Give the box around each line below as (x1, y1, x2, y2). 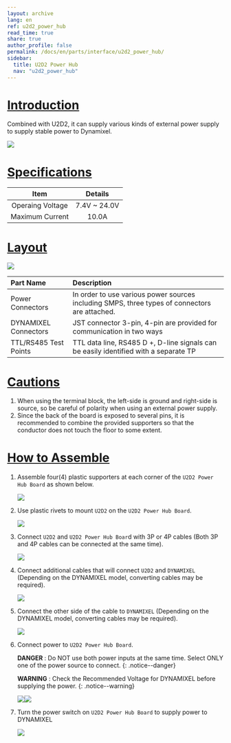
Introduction (7, 97, 80, 113)
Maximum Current (10, 212, 69, 222)
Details (85, 189, 109, 199)
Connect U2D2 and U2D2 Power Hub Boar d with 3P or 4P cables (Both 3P (16, 532, 219, 541)
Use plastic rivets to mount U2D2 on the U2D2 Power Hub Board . (16, 506, 192, 515)
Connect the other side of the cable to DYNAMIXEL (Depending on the (16, 607, 210, 616)
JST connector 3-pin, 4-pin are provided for (72, 318, 218, 327)
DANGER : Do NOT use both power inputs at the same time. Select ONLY (16, 654, 223, 663)
